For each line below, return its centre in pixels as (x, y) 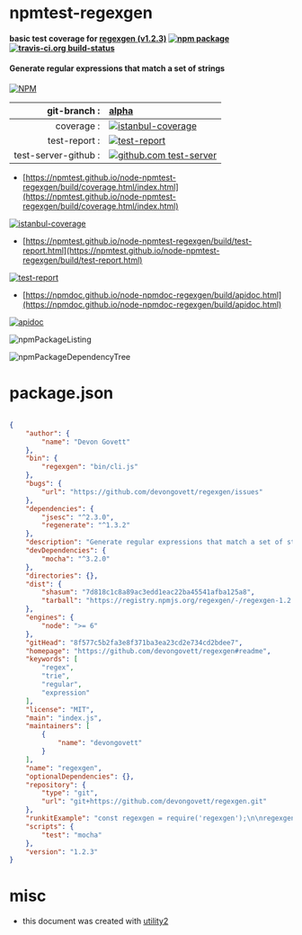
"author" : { (48, 433)
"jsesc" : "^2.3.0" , (78, 517)
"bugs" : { (44, 484)
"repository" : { (56, 785)
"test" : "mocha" (72, 835)
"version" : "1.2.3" (62, 852)
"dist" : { (44, 584)
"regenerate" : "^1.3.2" (86, 526)
